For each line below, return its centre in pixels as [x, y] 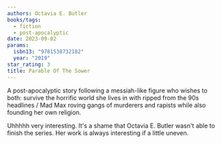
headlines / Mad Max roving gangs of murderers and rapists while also [107, 105]
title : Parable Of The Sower [49, 71]
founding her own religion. [44, 112]
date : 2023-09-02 [32, 39]
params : [18, 45]
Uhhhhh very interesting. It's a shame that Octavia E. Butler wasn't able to [111, 125]
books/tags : [24, 20]
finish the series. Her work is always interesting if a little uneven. [98, 133]
